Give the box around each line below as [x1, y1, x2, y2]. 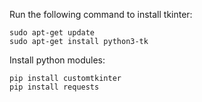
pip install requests [9, 82, 100, 92]
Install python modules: [9, 54, 106, 66]
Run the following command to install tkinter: [9, 9, 193, 20]
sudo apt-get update [9, 28, 96, 38]
